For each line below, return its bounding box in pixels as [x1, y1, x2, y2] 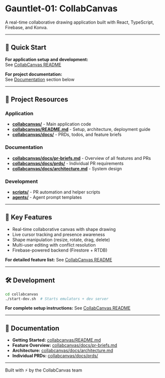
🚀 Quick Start [5, 43, 47, 52]
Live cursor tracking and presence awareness [12, 231, 105, 237]
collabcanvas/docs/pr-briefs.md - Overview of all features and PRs [12, 155, 151, 161]
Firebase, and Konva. [5, 24, 48, 30]
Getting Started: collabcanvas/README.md [12, 337, 101, 343]
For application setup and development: [5, 56, 88, 62]
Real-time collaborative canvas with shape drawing [12, 226, 116, 232]
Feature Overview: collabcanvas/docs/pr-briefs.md [12, 343, 117, 348]
